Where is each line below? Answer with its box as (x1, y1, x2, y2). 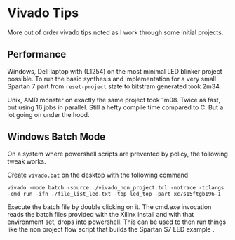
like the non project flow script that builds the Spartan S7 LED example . (7, 225, 215, 233)
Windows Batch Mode (7, 131, 106, 143)
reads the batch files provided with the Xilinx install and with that (7, 210, 194, 218)
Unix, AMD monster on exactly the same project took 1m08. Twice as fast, (7, 95, 221, 104)
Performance (7, 48, 67, 60)
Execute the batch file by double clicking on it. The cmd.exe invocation (7, 202, 212, 211)
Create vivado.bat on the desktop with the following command (7, 171, 189, 179)
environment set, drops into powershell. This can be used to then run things (7, 218, 227, 226)
